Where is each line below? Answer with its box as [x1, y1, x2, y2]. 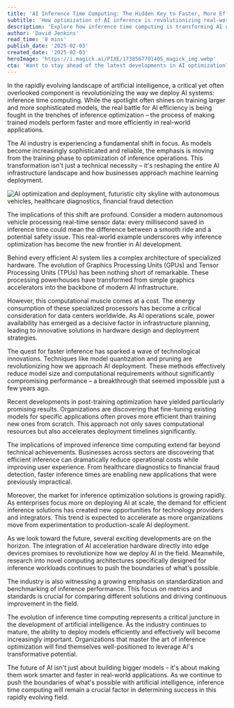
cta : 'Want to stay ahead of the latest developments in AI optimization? [7, 62, 229, 69]
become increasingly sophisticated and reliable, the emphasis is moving [7, 146, 214, 155]
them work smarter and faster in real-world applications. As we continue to [7, 670, 223, 679]
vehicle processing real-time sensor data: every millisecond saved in [7, 217, 204, 226]
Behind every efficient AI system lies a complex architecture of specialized [7, 253, 221, 262]
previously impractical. [7, 478, 72, 486]
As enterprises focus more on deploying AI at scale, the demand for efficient [7, 498, 227, 507]
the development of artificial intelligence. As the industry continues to [7, 620, 207, 629]
